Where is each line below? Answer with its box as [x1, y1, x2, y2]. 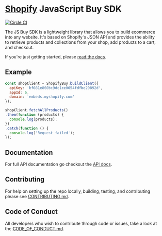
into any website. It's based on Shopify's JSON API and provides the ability [5, 34, 155, 40]
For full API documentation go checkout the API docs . [5, 162, 113, 167]
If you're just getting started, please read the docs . [5, 54, 107, 59]
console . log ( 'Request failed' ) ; [9, 130, 75, 135]
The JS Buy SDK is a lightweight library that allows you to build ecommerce [5, 29, 156, 35]
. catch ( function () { [5, 126, 49, 131]
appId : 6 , [9, 90, 29, 95]
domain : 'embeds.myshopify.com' [9, 94, 75, 99]
